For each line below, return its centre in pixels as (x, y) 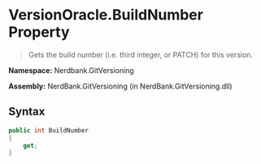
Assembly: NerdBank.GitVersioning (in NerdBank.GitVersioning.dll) (121, 86)
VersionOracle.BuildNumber (106, 15)
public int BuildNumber (49, 130)
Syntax (27, 112)
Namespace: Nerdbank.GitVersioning (71, 70)
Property (39, 32)
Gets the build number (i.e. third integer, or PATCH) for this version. (141, 54)
